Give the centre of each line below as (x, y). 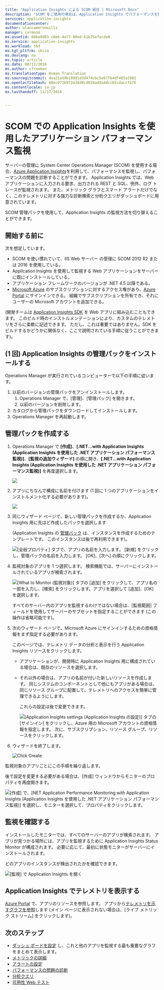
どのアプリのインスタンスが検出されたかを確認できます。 (63, 863)
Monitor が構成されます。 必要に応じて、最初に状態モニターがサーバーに (78, 847)
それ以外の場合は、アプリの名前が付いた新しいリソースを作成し (83, 677)
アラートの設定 (27, 964)
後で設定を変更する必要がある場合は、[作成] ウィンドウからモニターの (76, 776)
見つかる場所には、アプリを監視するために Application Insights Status (88, 841)
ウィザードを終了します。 (38, 746)
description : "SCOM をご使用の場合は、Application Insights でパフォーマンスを (82, 14)
